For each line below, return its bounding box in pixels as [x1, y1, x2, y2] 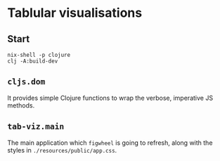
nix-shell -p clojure [7, 51, 71, 58]
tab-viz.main [7, 122, 65, 131]
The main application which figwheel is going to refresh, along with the [7, 139, 213, 147]
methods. [7, 101, 35, 110]
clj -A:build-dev [7, 58, 58, 65]
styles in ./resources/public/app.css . [7, 146, 117, 154]
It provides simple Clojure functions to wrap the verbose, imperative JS [7, 94, 213, 102]
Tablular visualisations [7, 5, 143, 21]
